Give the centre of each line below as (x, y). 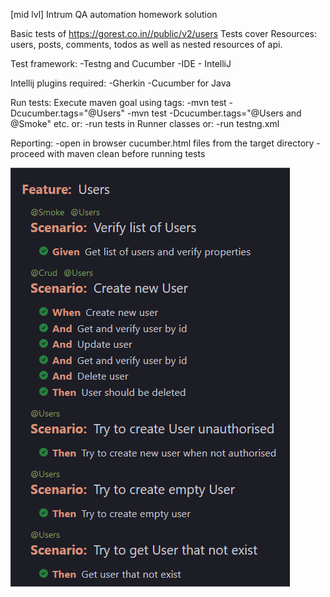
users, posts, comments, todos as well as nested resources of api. (146, 44)
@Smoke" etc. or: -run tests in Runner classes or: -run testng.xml (145, 123)
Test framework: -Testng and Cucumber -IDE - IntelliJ (121, 63)
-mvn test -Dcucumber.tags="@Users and (214, 113)
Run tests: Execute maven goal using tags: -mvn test (118, 102)
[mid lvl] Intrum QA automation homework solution (114, 14)
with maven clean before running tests (126, 153)
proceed (27, 153)
